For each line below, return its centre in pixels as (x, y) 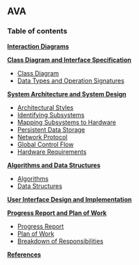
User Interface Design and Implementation (69, 199)
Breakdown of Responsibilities (60, 241)
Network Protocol (42, 137)
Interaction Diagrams (38, 46)
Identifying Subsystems (51, 114)
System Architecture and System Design (67, 94)
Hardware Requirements (52, 151)
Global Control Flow (45, 144)
